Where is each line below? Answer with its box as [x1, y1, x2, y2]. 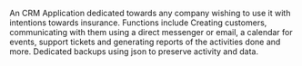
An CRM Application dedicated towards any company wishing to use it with [9, 8, 291, 18]
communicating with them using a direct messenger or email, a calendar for [9, 27, 293, 37]
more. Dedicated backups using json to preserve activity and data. [9, 46, 259, 57]
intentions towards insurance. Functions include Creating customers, [9, 17, 267, 28]
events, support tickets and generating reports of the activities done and [9, 36, 281, 47]
